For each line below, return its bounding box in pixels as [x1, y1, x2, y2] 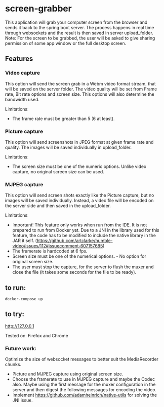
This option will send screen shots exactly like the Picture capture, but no [5, 192, 154, 198]
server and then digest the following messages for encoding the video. [12, 387, 157, 393]
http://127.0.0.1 [5, 323, 35, 329]
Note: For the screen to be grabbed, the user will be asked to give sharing [5, 35, 155, 41]
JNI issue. [12, 397, 33, 403]
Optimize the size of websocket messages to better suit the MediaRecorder [5, 356, 159, 362]
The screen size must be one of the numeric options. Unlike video [12, 163, 147, 169]
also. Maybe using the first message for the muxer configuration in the [12, 381, 156, 388]
